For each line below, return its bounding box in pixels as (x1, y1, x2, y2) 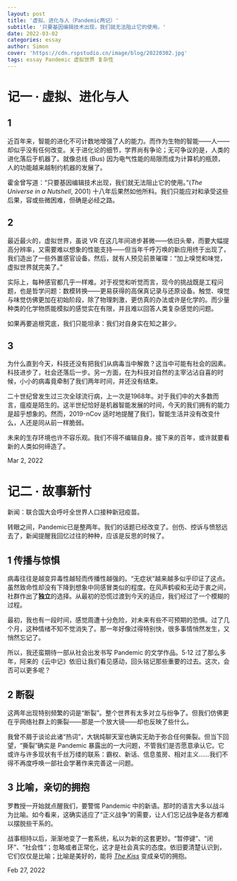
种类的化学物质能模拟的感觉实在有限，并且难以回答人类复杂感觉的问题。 (7, 304, 217, 312)
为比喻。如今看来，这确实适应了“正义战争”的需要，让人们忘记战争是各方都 (7, 810, 224, 818)
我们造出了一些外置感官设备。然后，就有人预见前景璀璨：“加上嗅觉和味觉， (7, 254, 227, 262)
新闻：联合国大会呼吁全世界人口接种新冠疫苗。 (7, 508, 143, 517)
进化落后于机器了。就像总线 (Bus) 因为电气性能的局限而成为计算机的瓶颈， (7, 154, 224, 163)
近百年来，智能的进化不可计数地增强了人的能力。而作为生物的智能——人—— (7, 137, 230, 145)
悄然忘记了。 (7, 634, 44, 642)
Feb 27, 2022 (7, 865, 46, 874)
